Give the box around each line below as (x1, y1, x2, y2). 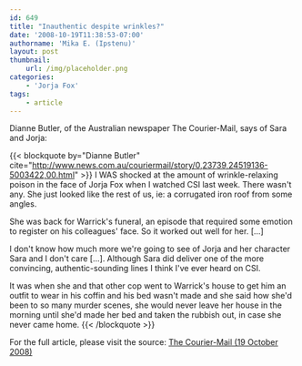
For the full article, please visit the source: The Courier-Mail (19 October (9, 337, 279, 348)
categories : (9, 73, 55, 82)
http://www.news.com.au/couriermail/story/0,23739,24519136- (31, 160, 268, 171)
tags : (9, 89, 30, 98)
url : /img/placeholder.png (25, 65, 128, 74)
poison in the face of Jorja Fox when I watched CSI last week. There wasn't (9, 179, 292, 190)
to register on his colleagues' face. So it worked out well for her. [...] (9, 226, 264, 237)
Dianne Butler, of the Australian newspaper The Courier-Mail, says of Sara (9, 123, 287, 134)
